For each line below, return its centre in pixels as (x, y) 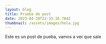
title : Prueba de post (28, 14)
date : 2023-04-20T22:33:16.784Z (38, 18)
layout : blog (18, 9)
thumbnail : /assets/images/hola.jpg (42, 23)
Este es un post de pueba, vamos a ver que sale (53, 37)
